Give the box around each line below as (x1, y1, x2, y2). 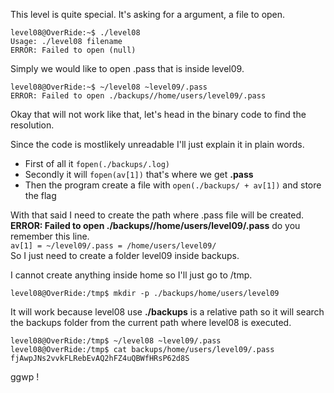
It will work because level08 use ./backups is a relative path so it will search (10, 306, 325, 318)
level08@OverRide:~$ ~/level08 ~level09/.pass (10, 82, 208, 92)
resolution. (10, 119, 55, 131)
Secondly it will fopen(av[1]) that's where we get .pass (24, 169, 254, 180)
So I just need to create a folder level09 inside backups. (10, 250, 240, 261)
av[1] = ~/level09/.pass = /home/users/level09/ (10, 241, 217, 251)
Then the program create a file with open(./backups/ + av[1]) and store (24, 179, 322, 191)
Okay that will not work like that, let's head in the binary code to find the (10, 109, 307, 120)
